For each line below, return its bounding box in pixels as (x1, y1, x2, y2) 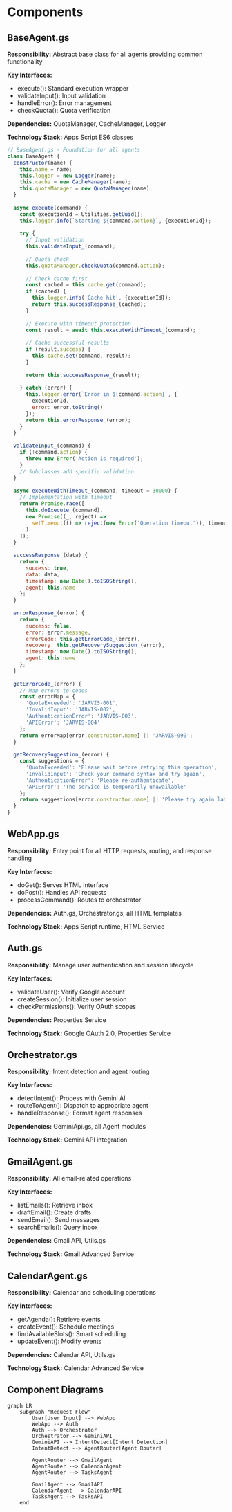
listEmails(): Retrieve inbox (17, 1201, 93, 1210)
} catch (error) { (19, 385, 72, 392)
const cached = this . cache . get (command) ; (25, 282, 147, 289)
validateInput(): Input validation (17, 91, 106, 100)
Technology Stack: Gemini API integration (7, 1136, 128, 1144)
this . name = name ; (19, 165, 72, 173)
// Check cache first (25, 275, 88, 282)
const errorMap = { (19, 693, 76, 700)
